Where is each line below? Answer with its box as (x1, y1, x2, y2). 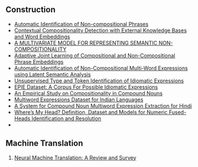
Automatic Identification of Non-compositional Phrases (14, 20, 149, 27)
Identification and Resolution (31, 115, 101, 122)
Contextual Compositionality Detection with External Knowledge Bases (14, 27, 187, 34)
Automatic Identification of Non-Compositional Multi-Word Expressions (14, 65, 188, 72)
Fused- (168, 108, 187, 115)
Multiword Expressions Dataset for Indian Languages (14, 96, 143, 103)
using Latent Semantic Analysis (14, 70, 91, 78)
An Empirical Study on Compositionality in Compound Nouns (14, 89, 163, 97)
